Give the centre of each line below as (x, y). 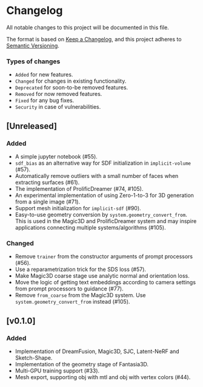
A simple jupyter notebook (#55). (56, 156)
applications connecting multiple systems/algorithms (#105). (90, 227)
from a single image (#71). (48, 202)
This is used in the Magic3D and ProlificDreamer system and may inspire (106, 221)
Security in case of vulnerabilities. (58, 107)
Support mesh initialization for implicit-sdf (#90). (78, 208)
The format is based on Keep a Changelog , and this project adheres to (94, 39)
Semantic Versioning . (33, 46)
